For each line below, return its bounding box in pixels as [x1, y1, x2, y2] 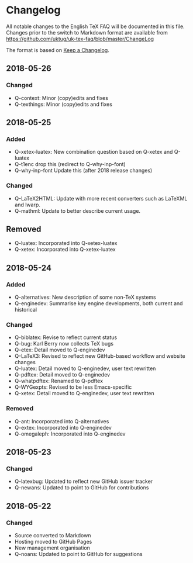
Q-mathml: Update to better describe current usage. [14, 207, 141, 214]
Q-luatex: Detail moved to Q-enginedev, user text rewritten [14, 365, 156, 372]
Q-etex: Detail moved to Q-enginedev [14, 346, 105, 354]
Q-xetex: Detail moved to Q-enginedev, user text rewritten [14, 390, 155, 397]
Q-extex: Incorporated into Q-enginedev [14, 424, 112, 431]
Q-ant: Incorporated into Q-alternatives [14, 417, 109, 424]
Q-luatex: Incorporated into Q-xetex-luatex [14, 240, 118, 247]
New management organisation [14, 544, 91, 551]
